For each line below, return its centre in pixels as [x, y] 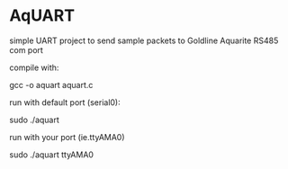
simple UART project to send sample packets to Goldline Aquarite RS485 [144, 40]
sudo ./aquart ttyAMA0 [52, 155]
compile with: [34, 67]
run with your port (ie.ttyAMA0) [67, 137]
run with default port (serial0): [65, 102]
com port [26, 49]
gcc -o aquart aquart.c [51, 84]
